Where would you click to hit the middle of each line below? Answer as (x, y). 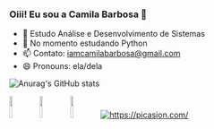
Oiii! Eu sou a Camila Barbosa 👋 (78, 14)
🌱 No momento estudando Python (85, 43)
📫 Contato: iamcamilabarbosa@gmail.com (101, 54)
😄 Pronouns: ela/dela (62, 66)
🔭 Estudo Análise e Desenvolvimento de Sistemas (114, 34)
